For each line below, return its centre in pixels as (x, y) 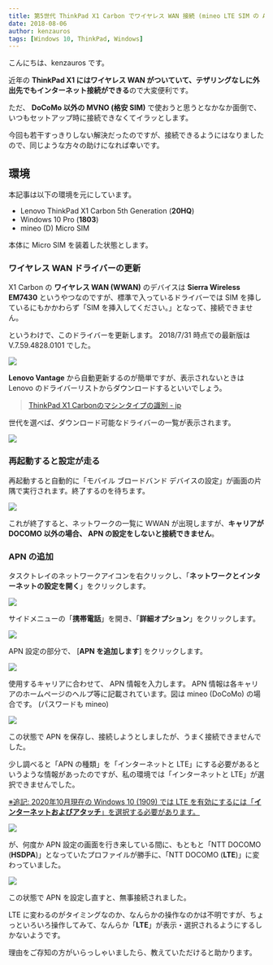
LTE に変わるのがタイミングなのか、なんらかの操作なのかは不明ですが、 (129, 915)
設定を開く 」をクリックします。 (97, 586)
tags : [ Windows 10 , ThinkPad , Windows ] (76, 39)
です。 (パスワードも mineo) (62, 704)
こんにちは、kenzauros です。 (59, 63)
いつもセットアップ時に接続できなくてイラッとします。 (101, 118)
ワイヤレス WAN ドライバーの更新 (75, 268)
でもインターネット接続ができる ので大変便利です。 (108, 90)
